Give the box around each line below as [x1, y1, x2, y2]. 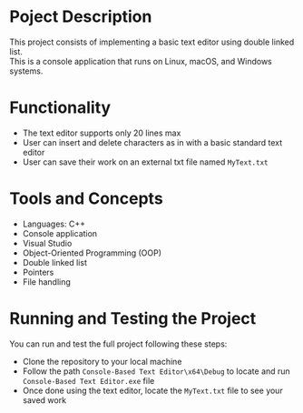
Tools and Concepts [9, 188, 163, 209]
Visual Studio [22, 237, 73, 248]
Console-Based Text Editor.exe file [22, 375, 155, 386]
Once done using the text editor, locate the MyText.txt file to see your [22, 385, 283, 396]
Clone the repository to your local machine [22, 356, 182, 367]
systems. [9, 65, 44, 76]
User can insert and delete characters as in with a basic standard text [22, 136, 283, 147]
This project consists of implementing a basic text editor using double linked [9, 36, 295, 47]
